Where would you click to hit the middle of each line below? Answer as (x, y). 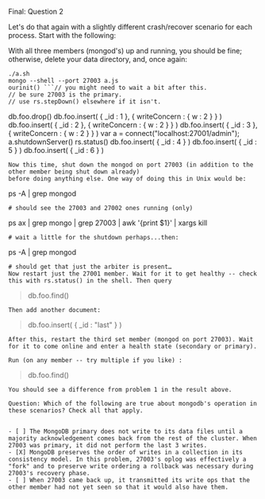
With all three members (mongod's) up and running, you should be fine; (125, 51)
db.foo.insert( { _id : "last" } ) (75, 325)
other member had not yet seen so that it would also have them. (118, 487)
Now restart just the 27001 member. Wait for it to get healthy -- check (133, 274)
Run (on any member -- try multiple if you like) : (95, 361)
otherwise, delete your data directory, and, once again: (98, 59)
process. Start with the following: (62, 35)
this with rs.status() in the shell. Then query (90, 281)
